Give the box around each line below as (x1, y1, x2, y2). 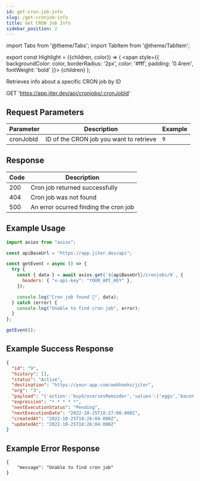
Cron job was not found (31, 193, 97, 201)
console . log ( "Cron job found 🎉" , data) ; (17, 294, 119, 300)
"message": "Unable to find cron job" (17, 465, 114, 471)
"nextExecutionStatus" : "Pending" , (11, 404, 101, 410)
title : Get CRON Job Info (6, 20, 71, 26)
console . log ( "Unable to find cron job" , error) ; (17, 305, 141, 311)
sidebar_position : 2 (6, 25, 58, 32)
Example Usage (6, 223, 66, 234)
